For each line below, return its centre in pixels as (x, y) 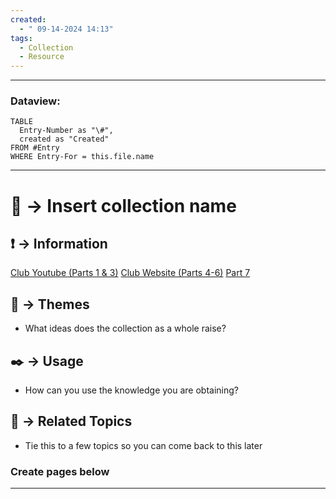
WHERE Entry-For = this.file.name (82, 157)
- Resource (42, 57)
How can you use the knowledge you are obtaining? (131, 390)
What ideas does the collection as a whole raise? (125, 328)
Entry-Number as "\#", (66, 131)
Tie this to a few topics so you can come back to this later (143, 445)
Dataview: (35, 101)
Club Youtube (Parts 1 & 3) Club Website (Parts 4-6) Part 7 (130, 273)
